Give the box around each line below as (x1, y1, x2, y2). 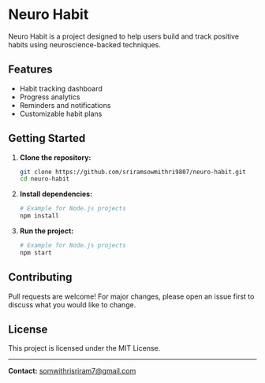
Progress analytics (19, 92, 80, 102)
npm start (19, 248, 53, 257)
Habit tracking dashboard (19, 84, 103, 93)
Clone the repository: (19, 152, 91, 162)
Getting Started (8, 132, 86, 145)
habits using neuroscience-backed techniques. (8, 39, 162, 49)
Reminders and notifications (19, 100, 111, 110)
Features (8, 63, 53, 76)
